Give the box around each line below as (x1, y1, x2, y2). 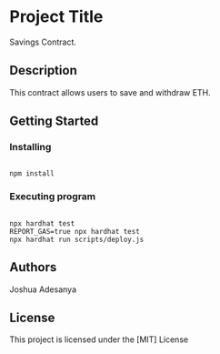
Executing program (9, 190, 96, 203)
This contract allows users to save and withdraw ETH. (9, 86, 211, 97)
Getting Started (9, 114, 99, 129)
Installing (9, 141, 52, 154)
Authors (9, 259, 57, 275)
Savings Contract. (9, 36, 77, 47)
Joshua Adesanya (9, 284, 77, 295)
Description (9, 63, 77, 78)
